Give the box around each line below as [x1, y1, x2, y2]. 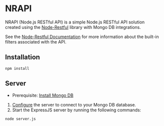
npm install [5, 66, 29, 71]
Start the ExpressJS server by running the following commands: [12, 107, 141, 113]
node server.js [5, 116, 36, 121]
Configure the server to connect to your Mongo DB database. [12, 102, 136, 107]
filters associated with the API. [5, 39, 67, 44]
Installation [5, 53, 40, 62]
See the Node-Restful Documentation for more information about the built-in [5, 34, 159, 40]
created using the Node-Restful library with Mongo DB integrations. [5, 24, 141, 30]
